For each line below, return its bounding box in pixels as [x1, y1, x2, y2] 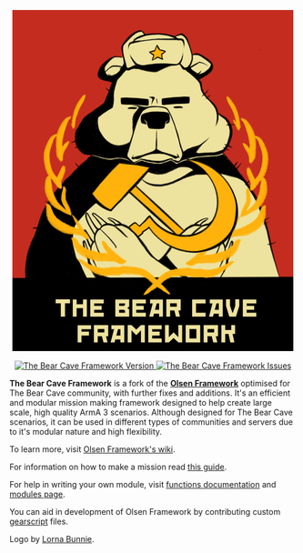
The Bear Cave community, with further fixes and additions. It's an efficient [9, 387, 291, 398]
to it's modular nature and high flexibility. [9, 427, 162, 437]
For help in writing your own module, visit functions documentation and [9, 479, 277, 489]
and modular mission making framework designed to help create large [9, 397, 273, 407]
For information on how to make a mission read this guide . [9, 461, 227, 472]
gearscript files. [9, 516, 68, 527]
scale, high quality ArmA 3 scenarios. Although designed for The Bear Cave [9, 407, 293, 417]
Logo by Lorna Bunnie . [9, 534, 95, 544]
